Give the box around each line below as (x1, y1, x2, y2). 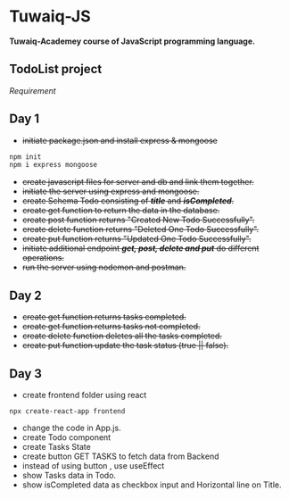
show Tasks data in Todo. (21, 470, 117, 480)
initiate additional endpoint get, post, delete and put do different (21, 243, 260, 254)
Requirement (9, 85, 56, 96)
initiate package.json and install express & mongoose (21, 135, 219, 146)
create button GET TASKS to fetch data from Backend (21, 451, 219, 462)
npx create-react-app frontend (9, 406, 126, 416)
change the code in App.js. (21, 422, 122, 433)
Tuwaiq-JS (9, 6, 91, 27)
